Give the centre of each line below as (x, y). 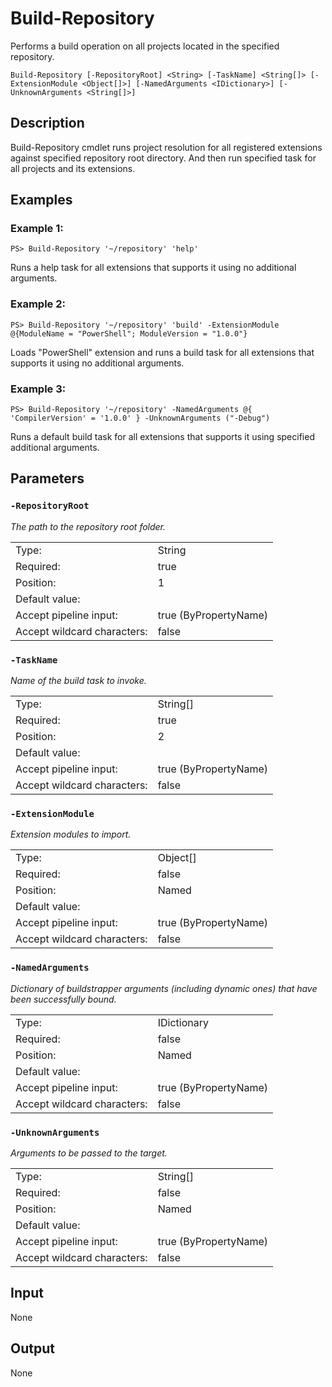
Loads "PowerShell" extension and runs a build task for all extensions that (162, 352)
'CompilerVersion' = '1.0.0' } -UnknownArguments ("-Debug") (140, 418)
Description (47, 123)
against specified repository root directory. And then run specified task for (163, 158)
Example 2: (38, 304)
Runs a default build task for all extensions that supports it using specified (162, 437)
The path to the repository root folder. (88, 526)
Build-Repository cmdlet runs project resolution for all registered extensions (166, 147)
